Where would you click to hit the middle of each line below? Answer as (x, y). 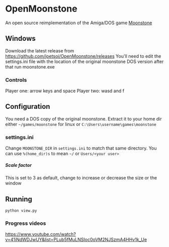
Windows (20, 39)
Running (19, 199)
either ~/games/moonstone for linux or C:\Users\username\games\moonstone (81, 124)
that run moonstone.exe (30, 67)
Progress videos (26, 223)
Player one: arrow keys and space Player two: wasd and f (65, 91)
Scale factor (18, 165)
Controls (16, 80)
